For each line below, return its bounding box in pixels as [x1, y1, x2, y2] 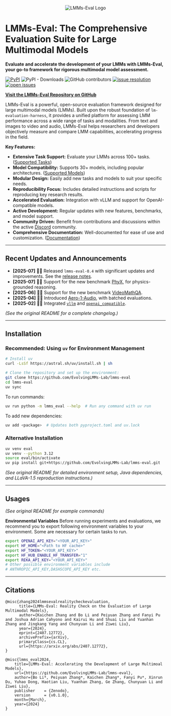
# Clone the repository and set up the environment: [5, 370, 120, 376]
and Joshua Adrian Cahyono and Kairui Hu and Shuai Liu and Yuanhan [5, 617, 154, 622]
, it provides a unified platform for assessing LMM [46, 112, 151, 118]
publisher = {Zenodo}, [14, 688, 70, 693]
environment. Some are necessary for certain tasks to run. [5, 529, 128, 535]
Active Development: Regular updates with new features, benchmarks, [12, 208, 163, 214]
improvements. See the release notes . [12, 273, 93, 279]
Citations [5, 586, 35, 594]
